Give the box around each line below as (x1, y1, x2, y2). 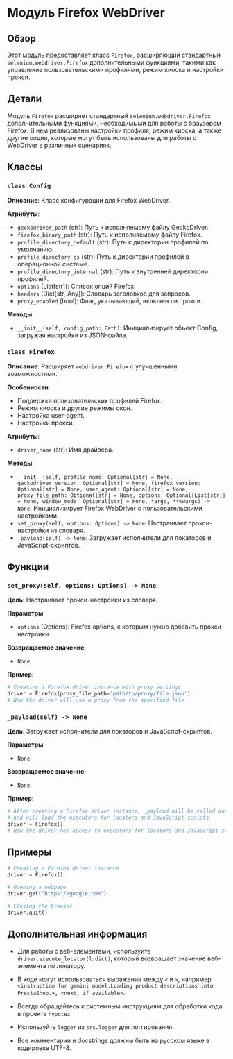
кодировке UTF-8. (17, 1043, 71, 1052)
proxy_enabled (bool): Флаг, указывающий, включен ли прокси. (17, 296, 202, 305)
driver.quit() (7, 909, 49, 917)
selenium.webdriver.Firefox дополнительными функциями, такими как (7, 58, 216, 67)
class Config (7, 182, 51, 190)
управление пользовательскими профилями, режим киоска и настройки (7, 66, 224, 74)
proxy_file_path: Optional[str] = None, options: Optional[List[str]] (17, 491, 226, 499)
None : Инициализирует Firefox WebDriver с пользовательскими (17, 504, 202, 512)
